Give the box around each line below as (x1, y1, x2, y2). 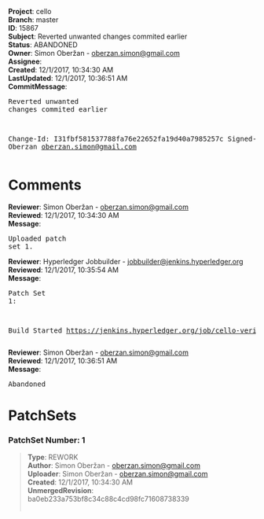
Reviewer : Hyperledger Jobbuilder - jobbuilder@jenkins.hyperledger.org (8, 256, 244, 266)
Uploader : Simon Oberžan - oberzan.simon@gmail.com (27, 469, 208, 479)
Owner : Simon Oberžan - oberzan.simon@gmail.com (8, 49, 181, 57)
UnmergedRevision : (27, 486, 94, 495)
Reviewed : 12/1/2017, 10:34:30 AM (8, 210, 119, 219)
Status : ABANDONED (8, 40, 79, 50)
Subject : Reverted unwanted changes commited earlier (8, 31, 188, 41)
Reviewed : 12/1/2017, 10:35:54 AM (8, 265, 119, 274)
